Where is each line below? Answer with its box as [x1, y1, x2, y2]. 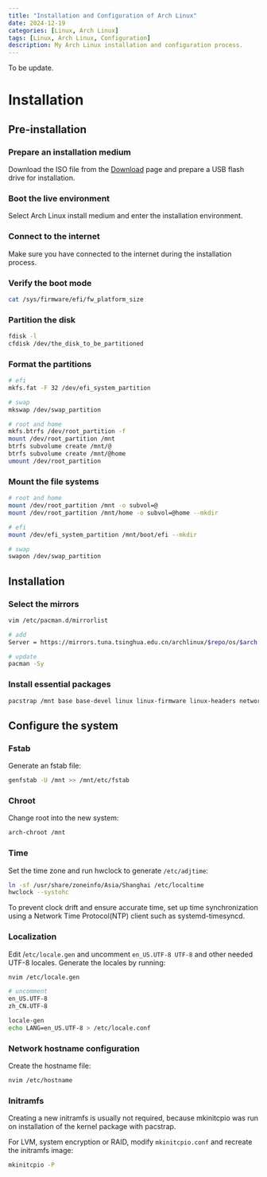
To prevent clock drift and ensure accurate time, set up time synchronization [8, 903, 258, 913]
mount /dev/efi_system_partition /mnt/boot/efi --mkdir [8, 530, 197, 538]
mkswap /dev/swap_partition [8, 405, 102, 414]
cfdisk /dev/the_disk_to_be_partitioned [8, 339, 145, 347]
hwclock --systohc [8, 889, 69, 897]
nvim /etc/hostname [8, 1077, 73, 1085]
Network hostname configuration [8, 1042, 141, 1054]
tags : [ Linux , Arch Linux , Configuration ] [8, 33, 151, 42]
